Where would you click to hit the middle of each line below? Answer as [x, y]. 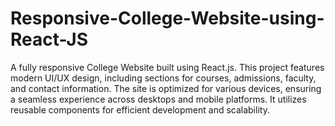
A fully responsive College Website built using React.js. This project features [167, 67]
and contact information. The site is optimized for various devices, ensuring [166, 88]
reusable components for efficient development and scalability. [140, 109]
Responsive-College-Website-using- [167, 18]
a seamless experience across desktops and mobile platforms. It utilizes [158, 99]
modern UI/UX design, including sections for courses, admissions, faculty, [163, 78]
